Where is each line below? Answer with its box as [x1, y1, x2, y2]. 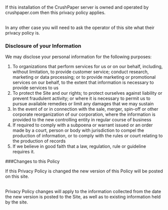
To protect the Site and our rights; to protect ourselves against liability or [12, 90, 162, 96]
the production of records [12, 138, 66, 144]
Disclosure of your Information [5, 42, 82, 49]
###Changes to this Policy [5, 158, 60, 164]
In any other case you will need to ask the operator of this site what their [5, 25, 154, 31]
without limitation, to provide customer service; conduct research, [12, 69, 149, 75]
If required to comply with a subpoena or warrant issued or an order [12, 122, 153, 128]
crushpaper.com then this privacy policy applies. [5, 10, 106, 16]
